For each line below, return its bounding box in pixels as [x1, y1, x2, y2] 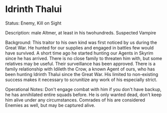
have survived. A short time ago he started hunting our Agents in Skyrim [5, 50, 154, 56]
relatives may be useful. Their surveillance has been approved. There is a [5, 60, 156, 66]
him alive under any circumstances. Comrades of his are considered [5, 96, 146, 103]
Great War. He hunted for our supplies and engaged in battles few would [5, 44, 154, 50]
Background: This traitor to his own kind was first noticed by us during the [5, 39, 157, 45]
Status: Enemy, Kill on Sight [5, 20, 61, 26]
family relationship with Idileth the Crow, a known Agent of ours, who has [5, 66, 156, 72]
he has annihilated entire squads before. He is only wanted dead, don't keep [5, 91, 162, 97]
